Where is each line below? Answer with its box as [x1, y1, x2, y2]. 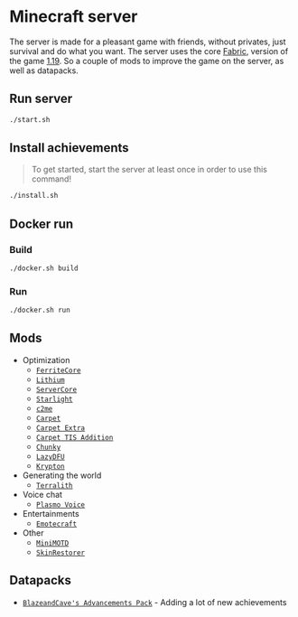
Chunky [35, 443, 61, 452]
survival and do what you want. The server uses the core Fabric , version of [9, 45, 289, 56]
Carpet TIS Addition [35, 433, 114, 442]
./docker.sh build [9, 264, 79, 273]
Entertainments [22, 508, 79, 519]
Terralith [35, 481, 74, 490]
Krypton [35, 462, 65, 471]
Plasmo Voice [35, 500, 86, 509]
